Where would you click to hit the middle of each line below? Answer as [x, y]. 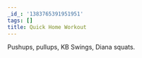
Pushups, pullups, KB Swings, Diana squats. [71, 47]
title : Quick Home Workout [47, 27]
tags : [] [20, 21]
